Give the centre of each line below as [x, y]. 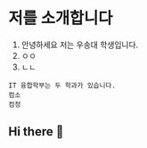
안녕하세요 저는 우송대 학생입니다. [80, 45]
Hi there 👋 [36, 132]
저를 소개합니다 [61, 18]
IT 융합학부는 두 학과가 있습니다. [62, 86]
